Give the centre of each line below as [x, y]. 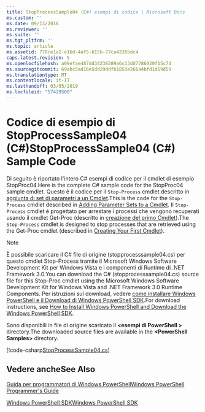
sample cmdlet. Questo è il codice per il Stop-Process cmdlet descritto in [98, 192]
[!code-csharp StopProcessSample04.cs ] [58, 350]
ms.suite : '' [23, 35]
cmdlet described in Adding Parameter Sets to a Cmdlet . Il [100, 204]
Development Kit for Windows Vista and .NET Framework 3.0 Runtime [95, 287]
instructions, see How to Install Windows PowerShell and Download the [96, 306]
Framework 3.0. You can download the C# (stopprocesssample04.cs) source [103, 274]
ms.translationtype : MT [37, 75]
